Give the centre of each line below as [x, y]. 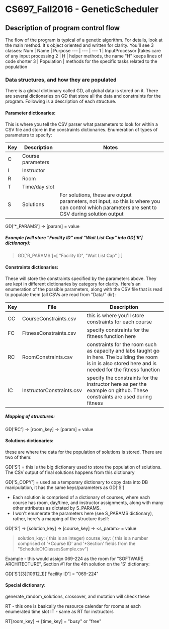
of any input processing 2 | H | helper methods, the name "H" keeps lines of [84, 56]
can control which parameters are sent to [108, 207]
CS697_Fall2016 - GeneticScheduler [82, 9]
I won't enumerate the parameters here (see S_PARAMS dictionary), [83, 513]
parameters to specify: [29, 135]
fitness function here [111, 336]
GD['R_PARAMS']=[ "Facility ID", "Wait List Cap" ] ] [70, 256]
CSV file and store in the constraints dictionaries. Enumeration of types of [81, 129]
